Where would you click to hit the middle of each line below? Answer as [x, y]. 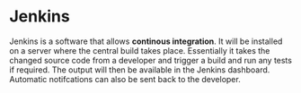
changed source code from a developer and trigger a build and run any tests [150, 60]
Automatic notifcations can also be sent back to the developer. [125, 79]
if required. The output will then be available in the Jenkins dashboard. [140, 70]
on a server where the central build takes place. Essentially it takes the [140, 50]
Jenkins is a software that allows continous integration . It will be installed [146, 41]
